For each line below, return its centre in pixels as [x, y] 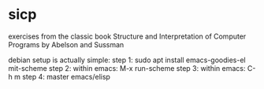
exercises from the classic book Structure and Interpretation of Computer [127, 36]
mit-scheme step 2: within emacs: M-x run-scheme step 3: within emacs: [127, 68]
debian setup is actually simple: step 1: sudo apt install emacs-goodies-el [127, 60]
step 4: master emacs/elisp [66, 76]
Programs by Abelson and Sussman [66, 44]
